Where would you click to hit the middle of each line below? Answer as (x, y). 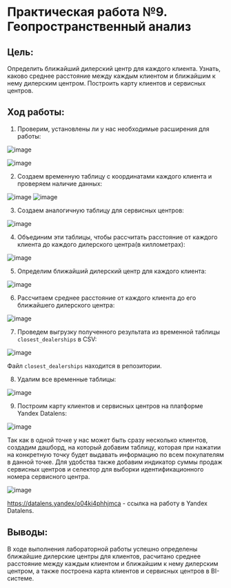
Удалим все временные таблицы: (67, 379)
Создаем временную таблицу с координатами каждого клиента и (114, 176)
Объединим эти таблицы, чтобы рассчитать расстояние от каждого (118, 237)
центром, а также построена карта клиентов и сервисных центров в (108, 571)
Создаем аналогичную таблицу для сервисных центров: (100, 210)
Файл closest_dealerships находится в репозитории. (84, 365)
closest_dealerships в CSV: (57, 339)
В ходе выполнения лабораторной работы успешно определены (102, 549)
